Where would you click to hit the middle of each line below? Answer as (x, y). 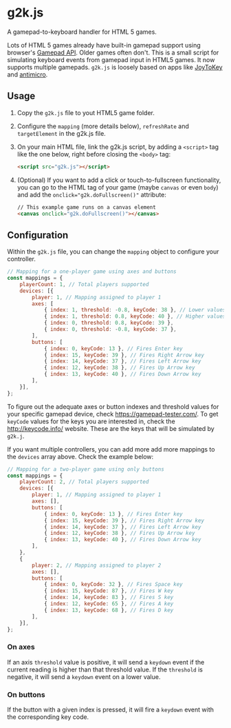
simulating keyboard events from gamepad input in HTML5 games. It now (111, 59)
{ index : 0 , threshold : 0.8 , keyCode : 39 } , (109, 323)
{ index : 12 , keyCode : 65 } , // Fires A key (109, 604)
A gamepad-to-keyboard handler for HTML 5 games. (82, 32)
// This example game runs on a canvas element (86, 207)
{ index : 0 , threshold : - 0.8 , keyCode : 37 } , (110, 330)
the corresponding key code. (48, 717)
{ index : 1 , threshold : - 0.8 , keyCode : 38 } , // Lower (124, 310)
